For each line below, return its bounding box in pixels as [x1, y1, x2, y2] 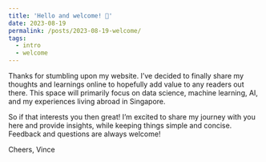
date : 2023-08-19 [8, 19, 66, 27]
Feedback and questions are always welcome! [8, 129, 161, 139]
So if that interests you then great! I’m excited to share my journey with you [8, 112, 256, 121]
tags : [8, 34, 26, 43]
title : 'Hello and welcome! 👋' [8, 11, 113, 20]
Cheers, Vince [8, 145, 55, 154]
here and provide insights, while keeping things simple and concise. [8, 121, 232, 130]
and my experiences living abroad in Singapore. [8, 97, 166, 106]
